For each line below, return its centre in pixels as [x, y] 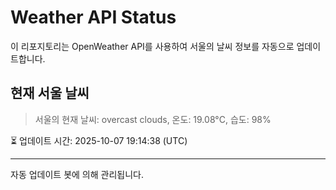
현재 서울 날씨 [50, 93]
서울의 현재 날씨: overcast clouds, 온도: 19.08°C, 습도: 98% [153, 119]
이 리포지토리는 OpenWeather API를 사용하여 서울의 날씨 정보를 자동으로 [152, 46]
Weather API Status [93, 17]
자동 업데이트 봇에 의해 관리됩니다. [77, 174]
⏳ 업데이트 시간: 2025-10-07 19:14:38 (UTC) [99, 140]
